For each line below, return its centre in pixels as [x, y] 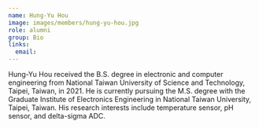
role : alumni [30, 30]
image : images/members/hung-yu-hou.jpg [74, 23]
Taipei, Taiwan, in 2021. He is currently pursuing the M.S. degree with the [127, 91]
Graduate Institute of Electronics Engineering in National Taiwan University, [130, 99]
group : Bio [26, 37]
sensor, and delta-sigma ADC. [57, 116]
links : [19, 45]
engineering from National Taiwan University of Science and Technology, [127, 82]
